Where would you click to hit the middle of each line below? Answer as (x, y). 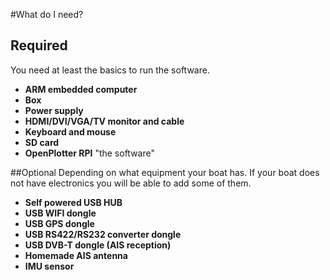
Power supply (54, 110)
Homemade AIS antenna (76, 255)
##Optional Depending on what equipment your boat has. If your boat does (165, 172)
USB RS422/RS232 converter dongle (103, 234)
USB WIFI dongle (60, 213)
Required (39, 45)
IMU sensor (49, 266)
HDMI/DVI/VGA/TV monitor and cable (104, 121)
